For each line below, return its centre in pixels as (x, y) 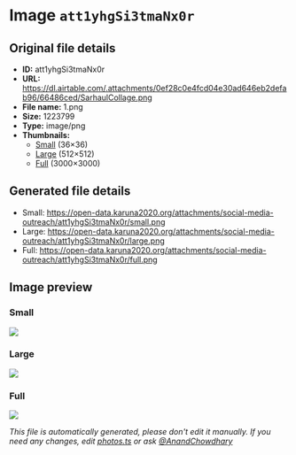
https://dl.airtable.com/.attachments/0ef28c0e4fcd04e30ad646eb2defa (154, 88)
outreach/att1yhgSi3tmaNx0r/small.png (93, 221)
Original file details (62, 48)
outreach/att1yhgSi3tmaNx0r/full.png (90, 259)
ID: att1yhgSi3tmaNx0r (63, 69)
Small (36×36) (62, 144)
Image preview (51, 287)
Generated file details (70, 191)
